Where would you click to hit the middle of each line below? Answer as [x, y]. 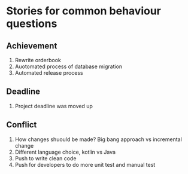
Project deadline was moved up [54, 106]
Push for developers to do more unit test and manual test [85, 164]
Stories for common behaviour [84, 11]
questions [32, 24]
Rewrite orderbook [38, 60]
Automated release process [49, 73]
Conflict [22, 125]
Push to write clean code [46, 158]
